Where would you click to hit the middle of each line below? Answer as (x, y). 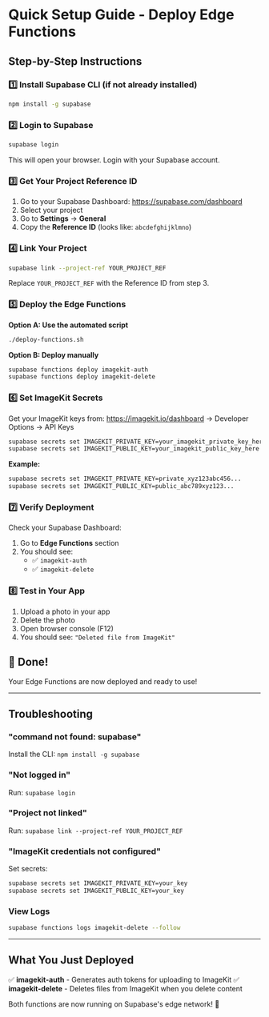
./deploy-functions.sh (46, 339)
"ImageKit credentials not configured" (85, 851)
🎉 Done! (28, 662)
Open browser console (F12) (67, 628)
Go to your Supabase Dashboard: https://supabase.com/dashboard (131, 202)
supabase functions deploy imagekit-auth (78, 370)
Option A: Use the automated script (68, 325)
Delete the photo (48, 620)
